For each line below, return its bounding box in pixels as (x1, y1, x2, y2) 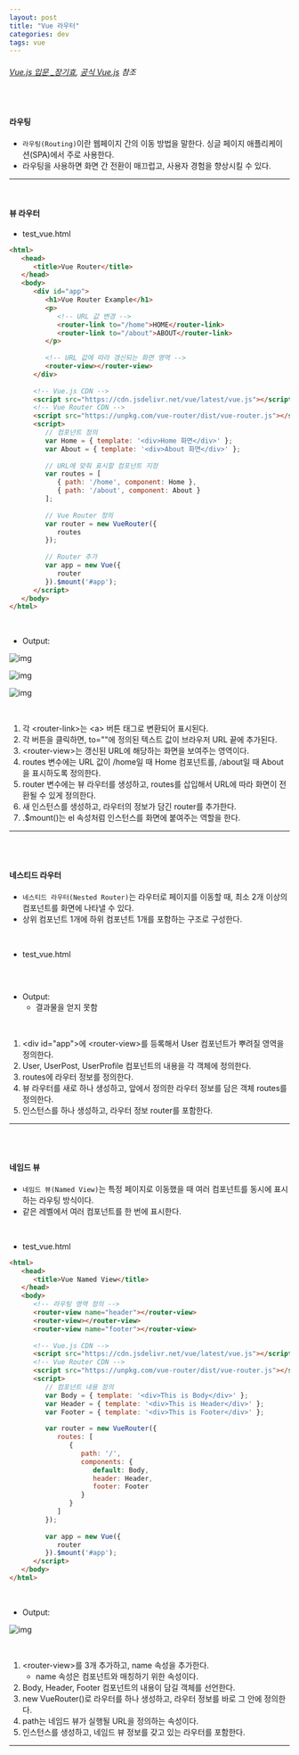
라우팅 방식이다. (38, 1195, 94, 1205)
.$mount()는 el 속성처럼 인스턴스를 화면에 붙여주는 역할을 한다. (21, 813, 241, 824)
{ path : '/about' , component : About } (56, 486, 201, 495)
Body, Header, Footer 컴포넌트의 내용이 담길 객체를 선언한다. (21, 1682, 236, 1693)
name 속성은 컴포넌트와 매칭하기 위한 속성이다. (35, 1670, 198, 1682)
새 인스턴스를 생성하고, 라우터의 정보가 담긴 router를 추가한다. (21, 801, 238, 812)
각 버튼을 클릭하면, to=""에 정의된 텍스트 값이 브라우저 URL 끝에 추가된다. (21, 734, 278, 745)
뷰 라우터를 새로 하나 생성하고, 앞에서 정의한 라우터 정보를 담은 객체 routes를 (21, 1082, 287, 1093)
